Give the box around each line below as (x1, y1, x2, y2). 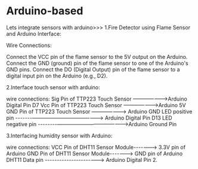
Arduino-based (6, 4, 83, 18)
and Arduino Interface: (6, 30, 61, 37)
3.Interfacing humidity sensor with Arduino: (6, 132, 113, 139)
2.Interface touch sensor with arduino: (6, 83, 100, 90)
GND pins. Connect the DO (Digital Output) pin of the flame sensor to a (6, 65, 180, 73)
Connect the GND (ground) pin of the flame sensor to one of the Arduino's (6, 60, 189, 67)
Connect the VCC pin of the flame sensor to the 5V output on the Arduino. (6, 53, 188, 60)
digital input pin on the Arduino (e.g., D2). (6, 72, 108, 79)
